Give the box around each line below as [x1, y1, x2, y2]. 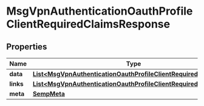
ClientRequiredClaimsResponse [6, 17, 171, 31]
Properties [6, 41, 47, 52]
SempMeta [32, 90, 65, 98]
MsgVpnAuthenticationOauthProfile [6, 4, 193, 18]
